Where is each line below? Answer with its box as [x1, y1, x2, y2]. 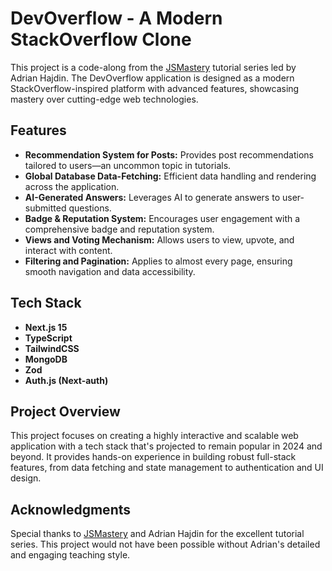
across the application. [24, 180, 120, 192]
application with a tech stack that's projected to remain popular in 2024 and [10, 440, 323, 452]
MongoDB [24, 353, 68, 365]
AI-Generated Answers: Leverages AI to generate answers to [24, 191, 281, 203]
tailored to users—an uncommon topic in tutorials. [24, 159, 232, 171]
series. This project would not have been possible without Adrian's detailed [10, 538, 321, 551]
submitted [24, 202, 67, 214]
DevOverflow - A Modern [10, 7, 223, 30]
